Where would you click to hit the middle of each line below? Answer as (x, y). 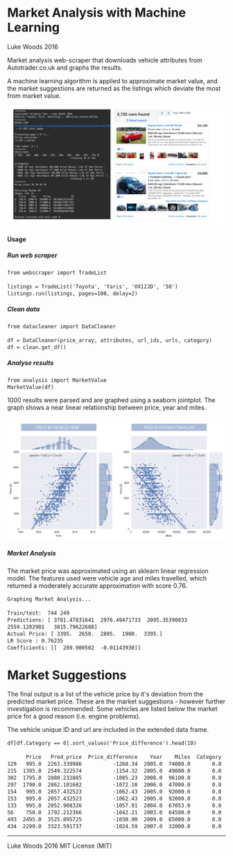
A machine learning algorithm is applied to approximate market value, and (112, 80)
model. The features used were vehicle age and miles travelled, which (107, 578)
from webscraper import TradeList (57, 273)
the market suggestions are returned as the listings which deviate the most (114, 88)
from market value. (34, 96)
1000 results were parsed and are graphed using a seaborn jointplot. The (111, 400)
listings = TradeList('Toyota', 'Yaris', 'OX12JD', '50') (93, 287)
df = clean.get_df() (37, 348)
